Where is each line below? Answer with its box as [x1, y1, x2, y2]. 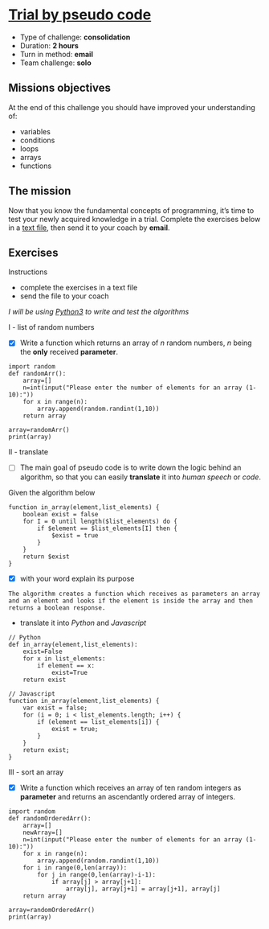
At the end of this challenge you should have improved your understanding [8, 102, 255, 112]
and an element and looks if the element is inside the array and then [8, 597, 253, 605]
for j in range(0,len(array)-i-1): [37, 870, 157, 878]
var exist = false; [22, 704, 88, 712]
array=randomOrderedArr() [8, 906, 95, 914]
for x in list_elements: [22, 654, 106, 663]
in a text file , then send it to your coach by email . [8, 223, 170, 232]
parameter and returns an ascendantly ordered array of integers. [19, 791, 235, 801]
